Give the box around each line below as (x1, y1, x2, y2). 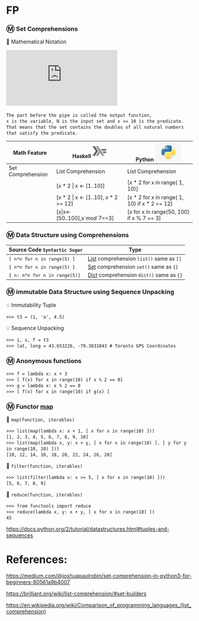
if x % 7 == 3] (127, 215, 161, 222)
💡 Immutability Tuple (6, 301, 56, 308)
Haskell (72, 152, 91, 159)
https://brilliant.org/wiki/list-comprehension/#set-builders (6, 590, 147, 597)
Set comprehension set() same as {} (88, 263, 179, 270)
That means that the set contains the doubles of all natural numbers (6, 124, 184, 131)
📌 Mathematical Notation (6, 38, 67, 45)
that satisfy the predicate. (6, 130, 78, 137)
